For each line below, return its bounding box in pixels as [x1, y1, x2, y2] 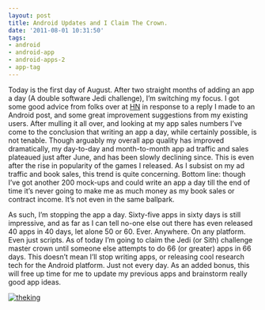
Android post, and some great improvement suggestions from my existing [8, 110, 248, 120]
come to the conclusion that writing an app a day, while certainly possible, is [8, 127, 257, 136]
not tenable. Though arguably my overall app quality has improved [8, 136, 225, 145]
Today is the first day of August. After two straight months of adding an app [8, 85, 255, 94]
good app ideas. [8, 277, 62, 286]
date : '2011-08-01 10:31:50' [8, 26, 104, 34]
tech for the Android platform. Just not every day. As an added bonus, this [8, 260, 250, 270]
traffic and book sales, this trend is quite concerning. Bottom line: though [8, 169, 246, 178]
